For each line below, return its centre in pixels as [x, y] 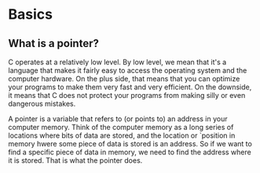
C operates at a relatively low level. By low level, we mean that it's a [117, 62]
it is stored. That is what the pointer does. [75, 160]
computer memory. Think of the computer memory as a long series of [121, 127]
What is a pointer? [54, 43]
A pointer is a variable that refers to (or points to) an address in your [118, 119]
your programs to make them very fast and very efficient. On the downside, [130, 87]
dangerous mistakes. [42, 104]
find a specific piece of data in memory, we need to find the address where [130, 152]
